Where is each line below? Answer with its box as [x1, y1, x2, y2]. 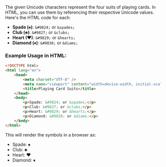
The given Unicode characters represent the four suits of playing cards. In [5, 4, 156, 10]
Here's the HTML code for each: [5, 15, 71, 20]
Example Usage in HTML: [5, 52, 67, 59]
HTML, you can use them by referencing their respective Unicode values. [5, 9, 154, 15]
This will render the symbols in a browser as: [5, 132, 96, 137]
